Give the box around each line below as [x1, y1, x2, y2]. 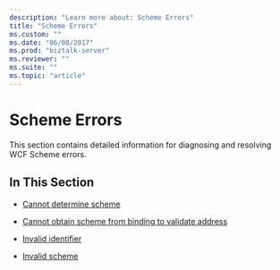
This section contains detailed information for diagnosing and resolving [9, 139, 272, 150]
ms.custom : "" [9, 30, 63, 38]
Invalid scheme [21, 250, 79, 261]
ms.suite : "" [9, 63, 58, 72]
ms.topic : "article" [9, 72, 87, 80]
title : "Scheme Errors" [9, 21, 98, 30]
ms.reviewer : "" [9, 55, 70, 63]
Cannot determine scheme [21, 198, 121, 209]
